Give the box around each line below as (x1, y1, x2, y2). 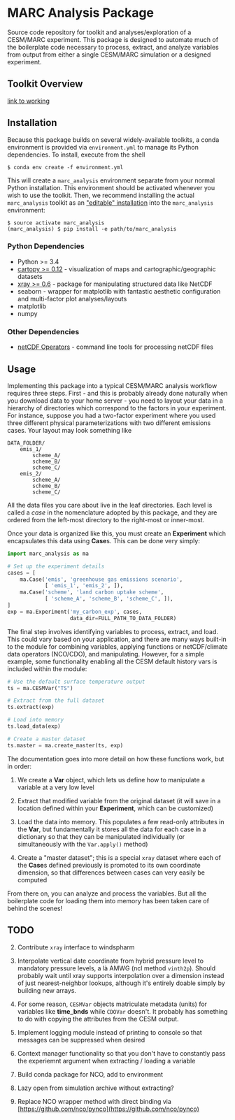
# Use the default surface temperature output (7, 678, 145, 685)
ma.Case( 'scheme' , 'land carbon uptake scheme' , (20, 589, 164, 596)
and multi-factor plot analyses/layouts (17, 294, 127, 303)
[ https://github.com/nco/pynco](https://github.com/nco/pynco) (17, 1105, 199, 1113)
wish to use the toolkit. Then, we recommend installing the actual (7, 191, 194, 199)
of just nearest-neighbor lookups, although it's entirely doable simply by (17, 979, 225, 987)
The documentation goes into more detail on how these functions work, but (7, 754, 225, 763)
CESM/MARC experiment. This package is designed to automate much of (7, 35, 219, 43)
